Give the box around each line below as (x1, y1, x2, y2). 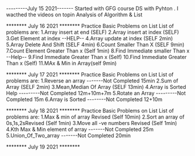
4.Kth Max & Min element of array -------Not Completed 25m (6, 126, 154, 133)
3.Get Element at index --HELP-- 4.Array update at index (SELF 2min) (6, 35, 173, 41)
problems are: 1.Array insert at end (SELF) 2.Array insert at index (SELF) (6, 29, 180, 36)
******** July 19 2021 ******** (6, 143, 80, 150)
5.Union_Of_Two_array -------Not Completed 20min (6, 132, 131, 139)
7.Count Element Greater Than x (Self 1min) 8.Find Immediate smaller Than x (6, 47, 190, 54)
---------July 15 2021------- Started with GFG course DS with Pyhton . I (6, 5, 179, 12)
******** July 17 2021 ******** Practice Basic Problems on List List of (6, 71, 174, 78)
